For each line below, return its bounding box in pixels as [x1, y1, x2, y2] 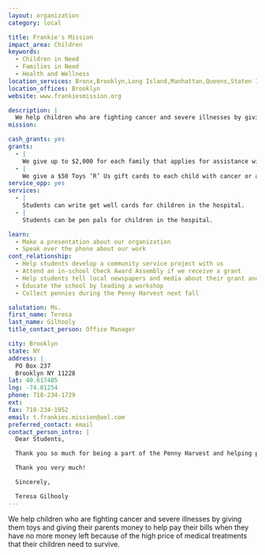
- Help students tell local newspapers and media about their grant [15, 274, 245, 282]
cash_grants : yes [8, 135, 65, 143]
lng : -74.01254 [8, 384, 58, 392]
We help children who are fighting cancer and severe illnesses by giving [8, 514, 242, 523]
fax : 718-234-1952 [8, 406, 69, 413]
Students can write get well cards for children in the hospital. [22, 202, 245, 210]
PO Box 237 [15, 361, 51, 370]
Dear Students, [15, 436, 65, 444]
